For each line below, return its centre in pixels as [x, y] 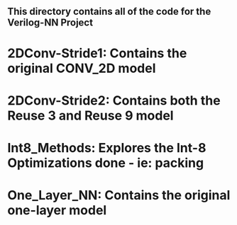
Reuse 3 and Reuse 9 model [90, 115]
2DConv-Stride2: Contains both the [114, 100]
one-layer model [57, 210]
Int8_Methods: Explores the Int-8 [107, 148]
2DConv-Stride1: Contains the [97, 53]
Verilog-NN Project [50, 23]
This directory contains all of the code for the [109, 12]
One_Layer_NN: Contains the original [119, 196]
